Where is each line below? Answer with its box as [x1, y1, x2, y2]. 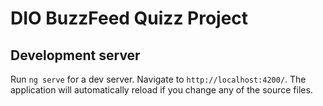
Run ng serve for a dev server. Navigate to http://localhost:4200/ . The [10, 73, 307, 85]
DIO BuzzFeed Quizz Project [10, 7, 249, 30]
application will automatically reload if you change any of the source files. [10, 84, 313, 96]
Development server [10, 47, 141, 64]
